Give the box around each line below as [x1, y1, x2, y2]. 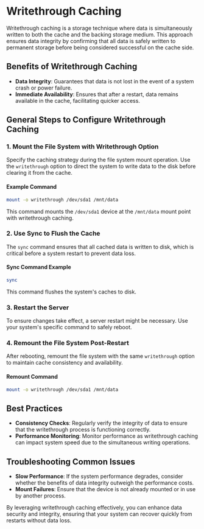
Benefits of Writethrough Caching [6, 61, 138, 72]
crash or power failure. [15, 84, 72, 91]
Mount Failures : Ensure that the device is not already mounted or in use [15, 486, 196, 493]
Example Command [6, 183, 57, 191]
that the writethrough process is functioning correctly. [15, 426, 151, 433]
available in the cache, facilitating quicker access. [15, 97, 140, 104]
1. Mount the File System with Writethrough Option [6, 142, 159, 151]
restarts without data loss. [6, 517, 72, 524]
